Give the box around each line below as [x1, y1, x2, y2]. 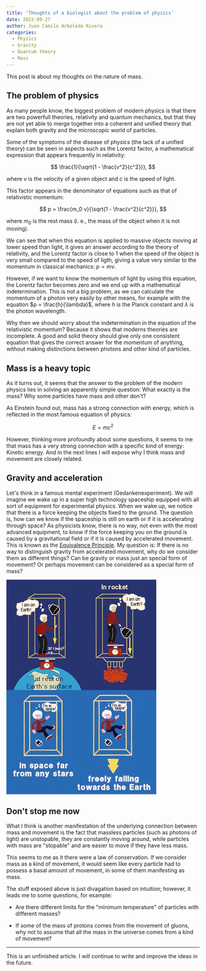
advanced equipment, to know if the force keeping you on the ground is [6, 528, 188, 536]
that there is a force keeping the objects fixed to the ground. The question [6, 509, 193, 516]
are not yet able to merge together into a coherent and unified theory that [6, 120, 192, 127]
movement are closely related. [6, 455, 83, 462]
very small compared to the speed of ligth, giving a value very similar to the [6, 256, 197, 264]
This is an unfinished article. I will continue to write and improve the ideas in [6, 953, 198, 960]
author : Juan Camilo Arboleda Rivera [6, 23, 103, 29]
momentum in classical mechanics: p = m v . [6, 263, 116, 270]
